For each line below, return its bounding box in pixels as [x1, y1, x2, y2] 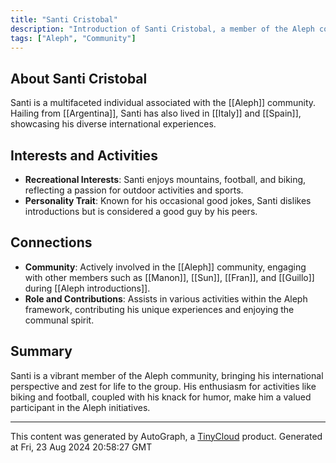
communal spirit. [24, 314, 95, 326]
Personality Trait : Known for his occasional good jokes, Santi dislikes [24, 195, 312, 206]
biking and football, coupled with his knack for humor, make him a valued [10, 391, 312, 403]
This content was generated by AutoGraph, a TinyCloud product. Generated [10, 430, 323, 442]
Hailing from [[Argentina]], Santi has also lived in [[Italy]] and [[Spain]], [10, 107, 302, 120]
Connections [10, 234, 93, 251]
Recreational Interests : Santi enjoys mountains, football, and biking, [24, 174, 307, 185]
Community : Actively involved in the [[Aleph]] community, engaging [24, 261, 307, 273]
